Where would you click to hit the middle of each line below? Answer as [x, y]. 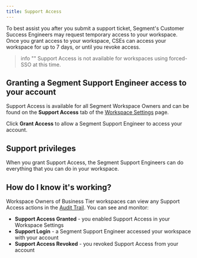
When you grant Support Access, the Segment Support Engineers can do [95, 162]
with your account [36, 237]
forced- [178, 58]
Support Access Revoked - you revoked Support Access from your [96, 244]
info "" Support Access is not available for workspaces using [94, 58]
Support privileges [41, 148]
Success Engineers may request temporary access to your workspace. [92, 34]
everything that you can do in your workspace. [63, 169]
